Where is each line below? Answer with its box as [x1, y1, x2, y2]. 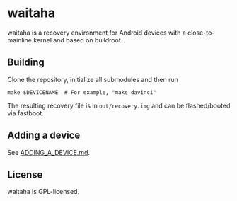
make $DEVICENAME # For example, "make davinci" [7, 88, 157, 96]
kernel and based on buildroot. [33, 35, 123, 44]
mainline [7, 35, 33, 44]
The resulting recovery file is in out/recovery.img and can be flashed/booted [7, 101, 231, 110]
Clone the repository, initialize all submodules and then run [7, 75, 179, 84]
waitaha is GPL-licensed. [7, 188, 80, 196]
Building [7, 57, 45, 69]
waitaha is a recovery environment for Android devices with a [7, 28, 186, 37]
